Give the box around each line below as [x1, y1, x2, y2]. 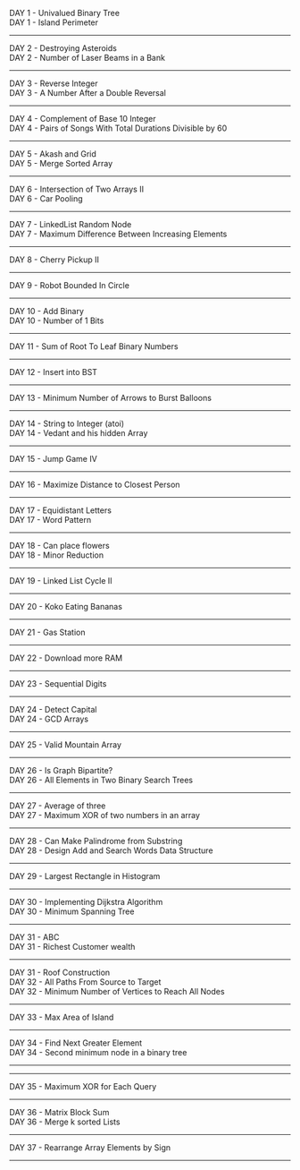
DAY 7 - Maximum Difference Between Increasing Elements [9, 228, 228, 239]
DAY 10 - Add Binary [9, 306, 85, 316]
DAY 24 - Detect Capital [9, 705, 97, 714]
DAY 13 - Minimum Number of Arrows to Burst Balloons [9, 393, 212, 403]
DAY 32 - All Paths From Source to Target [9, 977, 162, 987]
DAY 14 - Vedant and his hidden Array [9, 428, 148, 438]
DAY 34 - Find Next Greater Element [9, 1038, 143, 1048]
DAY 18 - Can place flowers [9, 541, 110, 551]
